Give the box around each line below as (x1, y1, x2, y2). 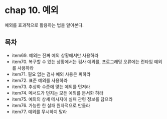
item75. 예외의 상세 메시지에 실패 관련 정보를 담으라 (12, 96, 113, 102)
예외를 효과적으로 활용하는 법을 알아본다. (5, 22, 84, 28)
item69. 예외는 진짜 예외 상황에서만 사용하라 (12, 52, 99, 58)
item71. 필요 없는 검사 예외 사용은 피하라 (12, 71, 91, 77)
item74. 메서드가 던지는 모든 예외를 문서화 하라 (12, 89, 104, 95)
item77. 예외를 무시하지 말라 (12, 108, 67, 114)
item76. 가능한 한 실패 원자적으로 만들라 (12, 102, 91, 108)
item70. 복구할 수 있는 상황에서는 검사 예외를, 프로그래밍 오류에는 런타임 (12, 58, 153, 64)
